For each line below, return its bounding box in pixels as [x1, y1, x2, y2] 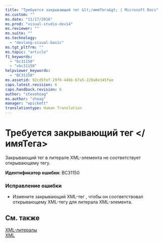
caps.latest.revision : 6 [5, 82, 57, 87]
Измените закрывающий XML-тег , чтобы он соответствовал [12, 194, 143, 200]
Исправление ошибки [5, 182, 62, 189]
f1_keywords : [5, 54, 33, 59]
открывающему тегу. [5, 159, 51, 166]
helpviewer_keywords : [5, 68, 51, 73]
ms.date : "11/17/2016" [5, 17, 53, 22]
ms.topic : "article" [5, 49, 49, 54]
